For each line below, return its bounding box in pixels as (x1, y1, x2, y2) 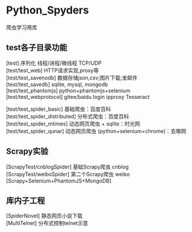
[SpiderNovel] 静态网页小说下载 (6, 213, 83, 220)
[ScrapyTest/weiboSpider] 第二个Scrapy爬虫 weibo (6, 170, 130, 177)
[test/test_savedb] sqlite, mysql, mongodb (6, 81, 108, 88)
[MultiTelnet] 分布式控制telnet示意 (6, 220, 88, 227)
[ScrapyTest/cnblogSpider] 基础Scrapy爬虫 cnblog (6, 163, 129, 170)
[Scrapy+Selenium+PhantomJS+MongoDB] (6, 177, 112, 184)
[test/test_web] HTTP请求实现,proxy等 (6, 67, 99, 74)
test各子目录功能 (6, 42, 68, 53)
